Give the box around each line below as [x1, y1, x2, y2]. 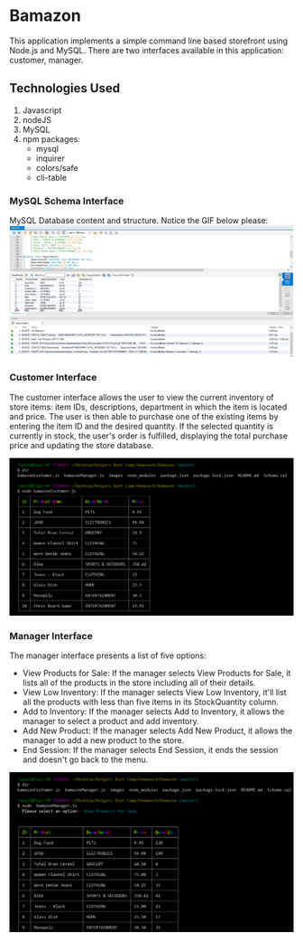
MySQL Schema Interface [9, 194, 124, 207]
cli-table [35, 172, 68, 183]
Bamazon [9, 5, 81, 26]
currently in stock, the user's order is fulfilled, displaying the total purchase [9, 430, 289, 441]
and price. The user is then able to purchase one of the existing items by [9, 410, 279, 421]
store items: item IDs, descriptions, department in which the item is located [9, 401, 288, 412]
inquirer [35, 153, 65, 164]
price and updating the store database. [9, 439, 154, 450]
